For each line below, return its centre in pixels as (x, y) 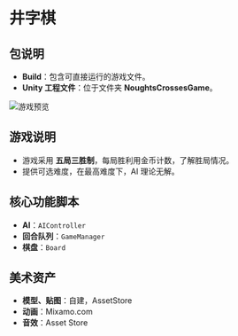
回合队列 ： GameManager (63, 236)
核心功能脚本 (44, 202)
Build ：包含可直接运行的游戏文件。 (86, 77)
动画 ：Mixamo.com (57, 312)
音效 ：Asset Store (55, 323)
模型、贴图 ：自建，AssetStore (77, 301)
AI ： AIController (54, 225)
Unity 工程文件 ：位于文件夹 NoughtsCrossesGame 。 (119, 88)
